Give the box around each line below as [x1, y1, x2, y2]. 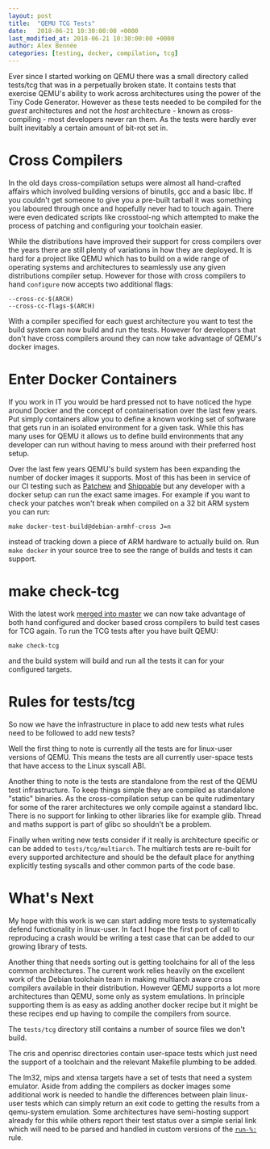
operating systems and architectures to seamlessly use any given [8, 262, 226, 271]
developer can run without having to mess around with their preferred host [8, 439, 256, 449]
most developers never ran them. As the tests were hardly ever [48, 115, 257, 124]
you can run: [8, 506, 51, 517]
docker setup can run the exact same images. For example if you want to [8, 489, 251, 499]
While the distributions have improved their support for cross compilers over [8, 236, 262, 246]
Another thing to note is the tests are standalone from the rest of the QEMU [8, 776, 258, 786]
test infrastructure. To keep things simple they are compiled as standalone [8, 785, 255, 795]
